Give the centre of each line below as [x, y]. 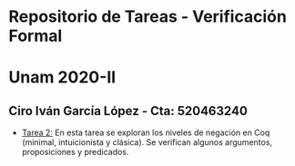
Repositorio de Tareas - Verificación [148, 17]
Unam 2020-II [62, 78]
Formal [36, 36]
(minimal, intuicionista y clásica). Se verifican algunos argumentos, [147, 142]
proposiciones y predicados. [75, 152]
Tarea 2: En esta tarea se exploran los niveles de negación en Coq [146, 132]
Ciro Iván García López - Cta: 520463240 [128, 111]
